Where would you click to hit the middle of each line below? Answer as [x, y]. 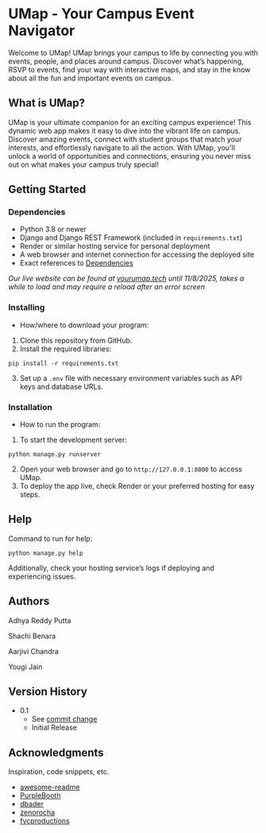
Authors [29, 601]
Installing [27, 308]
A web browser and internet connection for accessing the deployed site [137, 254]
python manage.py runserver [55, 455]
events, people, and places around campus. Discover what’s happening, [126, 61]
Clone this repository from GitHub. [76, 340]
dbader [31, 804]
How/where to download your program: [84, 325]
